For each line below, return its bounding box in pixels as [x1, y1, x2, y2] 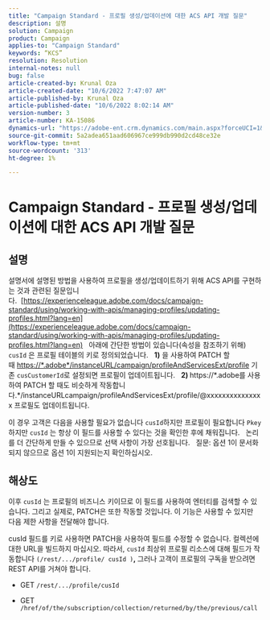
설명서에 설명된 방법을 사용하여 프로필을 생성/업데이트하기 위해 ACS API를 [8, 275, 240, 286]
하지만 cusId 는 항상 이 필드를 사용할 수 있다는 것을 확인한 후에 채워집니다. [8, 428, 240, 437]
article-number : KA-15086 [8, 117, 95, 125]
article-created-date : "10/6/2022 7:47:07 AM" [8, 86, 167, 95]
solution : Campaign [8, 27, 74, 35]
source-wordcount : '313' [8, 147, 92, 155]
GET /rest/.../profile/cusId [19, 581, 120, 590]
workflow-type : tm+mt [8, 138, 81, 147]
